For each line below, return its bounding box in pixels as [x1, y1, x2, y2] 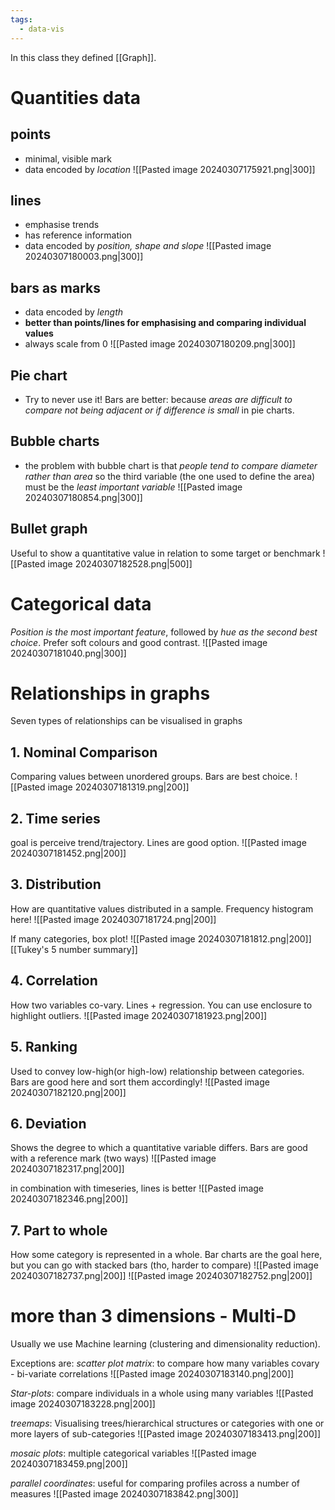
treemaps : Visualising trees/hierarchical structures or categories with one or [10, 1417, 325, 1430]
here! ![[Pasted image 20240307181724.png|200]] [10, 913, 217, 925]
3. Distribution [10, 876, 102, 893]
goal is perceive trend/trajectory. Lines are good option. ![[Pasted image [10, 837, 307, 849]
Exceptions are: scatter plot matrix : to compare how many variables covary [10, 1357, 320, 1370]
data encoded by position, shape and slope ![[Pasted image [24, 240, 272, 252]
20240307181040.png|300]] [10, 647, 127, 659]
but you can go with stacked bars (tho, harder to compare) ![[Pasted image [10, 1259, 319, 1271]
